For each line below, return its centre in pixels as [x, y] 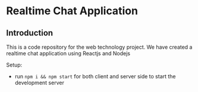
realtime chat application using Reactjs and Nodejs [68, 53]
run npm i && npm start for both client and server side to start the [95, 76]
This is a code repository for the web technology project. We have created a [99, 47]
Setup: [14, 65]
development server [39, 83]
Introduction [30, 33]
